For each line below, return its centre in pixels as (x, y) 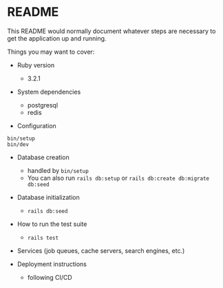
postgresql (43, 105)
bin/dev (18, 144)
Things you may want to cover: (51, 52)
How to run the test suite (52, 224)
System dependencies (49, 92)
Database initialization (49, 197)
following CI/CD (50, 277)
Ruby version (36, 65)
